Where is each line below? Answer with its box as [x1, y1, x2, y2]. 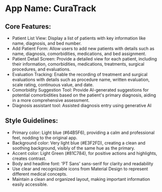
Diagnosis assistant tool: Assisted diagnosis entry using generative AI [12, 103, 152, 108]
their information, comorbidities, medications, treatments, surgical [12, 61, 144, 67]
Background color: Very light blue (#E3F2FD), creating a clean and [12, 140, 146, 146]
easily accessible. [12, 181, 48, 187]
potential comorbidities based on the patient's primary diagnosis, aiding [12, 92, 157, 98]
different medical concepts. [12, 171, 68, 177]
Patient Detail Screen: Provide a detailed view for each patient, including [12, 56, 157, 61]
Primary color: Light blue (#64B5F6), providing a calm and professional [12, 130, 155, 135]
